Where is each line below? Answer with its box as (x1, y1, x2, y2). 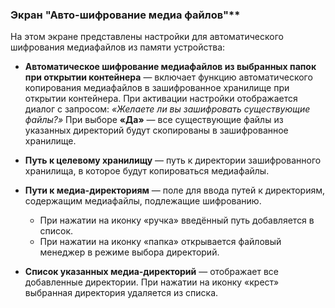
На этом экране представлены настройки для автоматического (10, 31, 284, 43)
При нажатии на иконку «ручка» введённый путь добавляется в (39, 214, 315, 227)
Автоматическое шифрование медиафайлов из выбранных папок (24, 61, 317, 73)
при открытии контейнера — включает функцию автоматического (24, 71, 313, 83)
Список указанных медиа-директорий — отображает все (24, 266, 280, 278)
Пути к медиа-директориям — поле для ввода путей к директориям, (24, 184, 326, 197)
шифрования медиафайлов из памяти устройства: (10, 41, 226, 53)
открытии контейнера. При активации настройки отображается (24, 93, 298, 105)
